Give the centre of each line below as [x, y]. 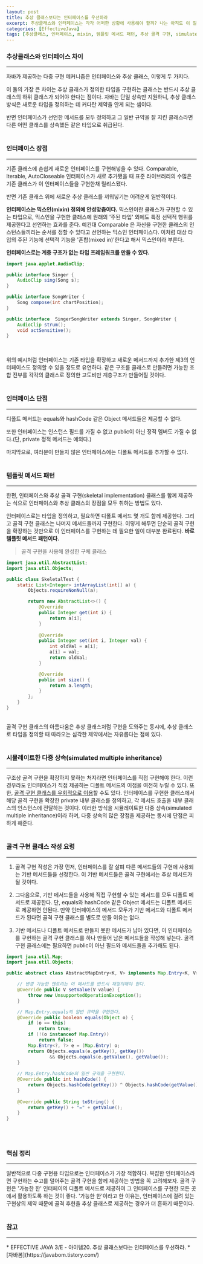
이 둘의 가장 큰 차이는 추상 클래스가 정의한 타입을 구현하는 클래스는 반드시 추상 [98, 89]
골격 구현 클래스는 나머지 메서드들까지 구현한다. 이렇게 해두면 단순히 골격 [98, 523]
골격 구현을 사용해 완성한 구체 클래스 [64, 551]
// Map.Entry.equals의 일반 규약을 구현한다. [69, 1012]
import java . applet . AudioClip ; [46, 264]
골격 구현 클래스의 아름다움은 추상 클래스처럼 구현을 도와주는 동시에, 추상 [92, 727]
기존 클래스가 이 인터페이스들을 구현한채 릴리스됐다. [67, 183]
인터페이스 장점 [27, 149]
